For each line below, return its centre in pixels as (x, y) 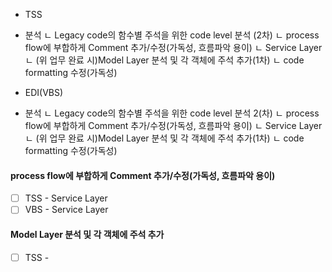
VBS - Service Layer (66, 210)
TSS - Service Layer (66, 198)
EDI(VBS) (44, 92)
